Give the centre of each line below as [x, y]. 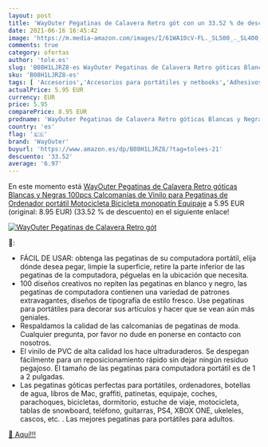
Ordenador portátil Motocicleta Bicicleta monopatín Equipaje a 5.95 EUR [126, 203]
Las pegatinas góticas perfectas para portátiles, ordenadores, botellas [135, 385]
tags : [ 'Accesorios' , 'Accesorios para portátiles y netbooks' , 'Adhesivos [135, 82]
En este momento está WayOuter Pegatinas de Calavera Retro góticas [123, 186]
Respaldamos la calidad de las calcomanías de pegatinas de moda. [130, 326]
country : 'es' [32, 127]
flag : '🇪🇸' [28, 134]
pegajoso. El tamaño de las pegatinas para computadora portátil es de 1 [138, 368]
